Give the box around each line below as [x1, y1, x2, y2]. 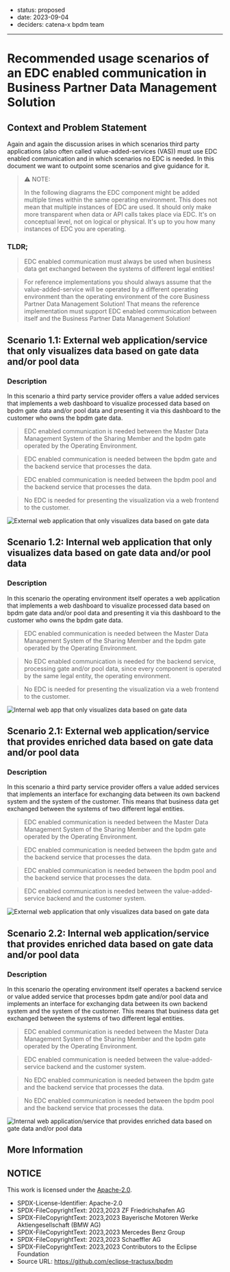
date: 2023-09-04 [16, 13, 69, 21]
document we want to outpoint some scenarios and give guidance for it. [7, 162, 210, 170]
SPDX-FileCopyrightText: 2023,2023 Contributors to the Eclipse [16, 1243, 197, 1251]
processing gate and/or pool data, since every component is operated [23, 664, 221, 673]
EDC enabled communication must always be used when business [23, 257, 212, 266]
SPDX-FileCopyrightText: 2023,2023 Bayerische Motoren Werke [16, 1214, 199, 1222]
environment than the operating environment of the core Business [23, 293, 210, 301]
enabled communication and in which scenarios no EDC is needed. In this [7, 154, 214, 163]
